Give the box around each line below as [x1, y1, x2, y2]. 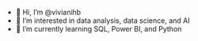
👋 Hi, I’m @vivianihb [15, 8, 82, 17]
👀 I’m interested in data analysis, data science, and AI [15, 16, 190, 25]
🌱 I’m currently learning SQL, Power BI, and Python [15, 24, 182, 33]
